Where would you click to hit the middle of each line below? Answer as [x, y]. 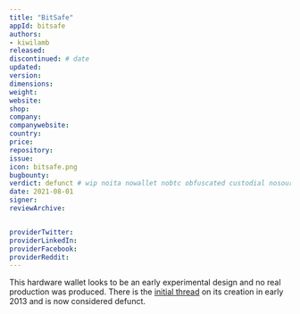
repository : [31, 150]
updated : [25, 68]
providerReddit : [39, 257]
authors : [25, 34]
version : [25, 76]
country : [25, 134]
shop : [19, 109]
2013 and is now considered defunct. [77, 302]
